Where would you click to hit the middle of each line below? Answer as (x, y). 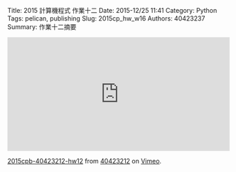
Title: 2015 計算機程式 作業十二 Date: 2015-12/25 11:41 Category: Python (112, 10)
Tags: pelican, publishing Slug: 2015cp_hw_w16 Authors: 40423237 (106, 18)
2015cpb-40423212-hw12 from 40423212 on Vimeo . (85, 161)
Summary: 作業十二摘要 (42, 27)
